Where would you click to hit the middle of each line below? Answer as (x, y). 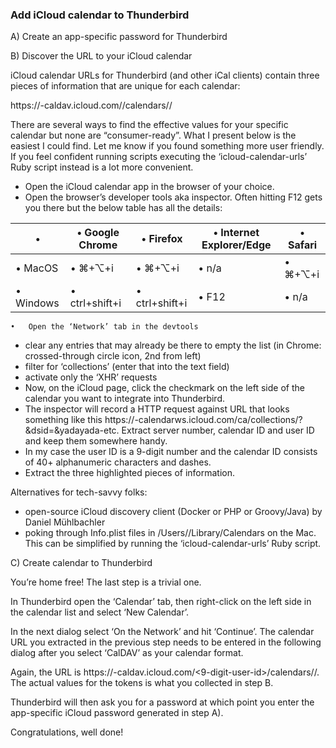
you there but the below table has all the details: (123, 208)
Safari (303, 245)
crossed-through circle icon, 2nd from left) (113, 356)
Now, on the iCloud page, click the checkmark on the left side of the (164, 388)
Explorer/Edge (236, 245)
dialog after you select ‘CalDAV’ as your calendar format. (127, 653)
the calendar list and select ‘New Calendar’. (100, 612)
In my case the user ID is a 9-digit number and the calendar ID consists (171, 452)
